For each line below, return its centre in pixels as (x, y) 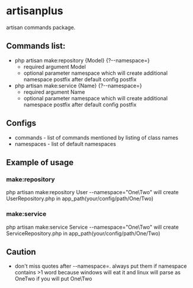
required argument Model (54, 67)
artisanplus (35, 11)
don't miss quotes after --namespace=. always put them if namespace (101, 266)
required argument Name (54, 92)
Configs (21, 123)
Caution (21, 251)
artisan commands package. (41, 27)
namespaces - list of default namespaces (65, 144)
